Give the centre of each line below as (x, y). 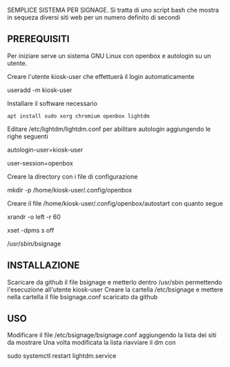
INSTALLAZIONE (44, 266)
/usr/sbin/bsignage (34, 243)
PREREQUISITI (38, 39)
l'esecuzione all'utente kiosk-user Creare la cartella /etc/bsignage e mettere (115, 289)
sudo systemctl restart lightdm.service (62, 356)
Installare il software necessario (52, 103)
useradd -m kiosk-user (40, 90)
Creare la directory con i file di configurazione (73, 177)
